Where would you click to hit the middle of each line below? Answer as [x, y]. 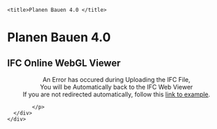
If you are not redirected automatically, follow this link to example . [116, 94]
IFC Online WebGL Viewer [64, 63]
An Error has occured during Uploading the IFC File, [116, 79]
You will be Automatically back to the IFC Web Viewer [116, 87]
